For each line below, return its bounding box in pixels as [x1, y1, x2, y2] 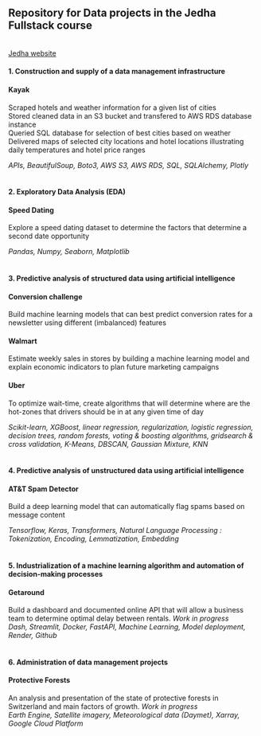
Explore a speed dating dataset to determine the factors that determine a [8, 223, 247, 233]
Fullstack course [8, 19, 93, 33]
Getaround [8, 587, 45, 597]
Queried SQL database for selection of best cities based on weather [8, 127, 232, 138]
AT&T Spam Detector [8, 483, 79, 493]
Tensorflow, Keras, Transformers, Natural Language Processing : [8, 526, 223, 535]
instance [8, 119, 37, 129]
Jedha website [8, 48, 57, 58]
